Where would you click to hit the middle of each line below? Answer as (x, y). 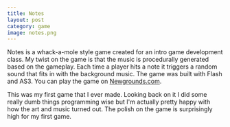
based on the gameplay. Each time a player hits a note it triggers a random (112, 67)
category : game (29, 26)
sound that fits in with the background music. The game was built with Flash (115, 74)
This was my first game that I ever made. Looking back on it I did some (107, 95)
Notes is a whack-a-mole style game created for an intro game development (115, 52)
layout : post (26, 20)
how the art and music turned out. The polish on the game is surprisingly (110, 109)
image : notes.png (32, 33)
